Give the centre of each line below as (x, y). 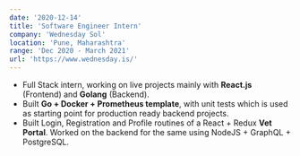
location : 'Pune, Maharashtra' (68, 43)
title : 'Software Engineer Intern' (76, 26)
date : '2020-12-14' (46, 17)
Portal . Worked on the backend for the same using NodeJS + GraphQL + (156, 132)
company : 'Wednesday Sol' (57, 34)
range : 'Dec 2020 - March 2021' (69, 51)
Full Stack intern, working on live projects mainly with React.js (137, 85)
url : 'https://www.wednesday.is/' (74, 59)
